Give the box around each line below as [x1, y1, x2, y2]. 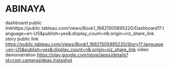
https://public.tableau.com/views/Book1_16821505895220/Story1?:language [5, 41, 164, 47]
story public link [5, 36, 39, 42]
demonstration [5, 51, 36, 58]
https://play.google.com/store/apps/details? [37, 51, 128, 58]
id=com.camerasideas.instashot [5, 57, 73, 63]
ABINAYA [5, 3, 46, 15]
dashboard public [5, 20, 42, 26]
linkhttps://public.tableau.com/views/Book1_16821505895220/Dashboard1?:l [5, 25, 164, 31]
